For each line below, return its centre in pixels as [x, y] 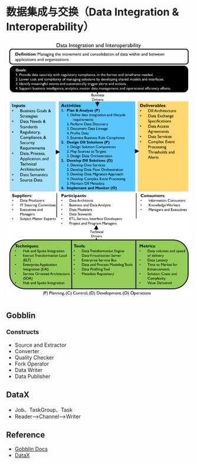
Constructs [23, 332]
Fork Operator [32, 364]
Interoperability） [50, 27]
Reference [26, 435]
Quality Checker [34, 357]
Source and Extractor [40, 345]
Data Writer [29, 370]
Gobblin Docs [31, 449]
